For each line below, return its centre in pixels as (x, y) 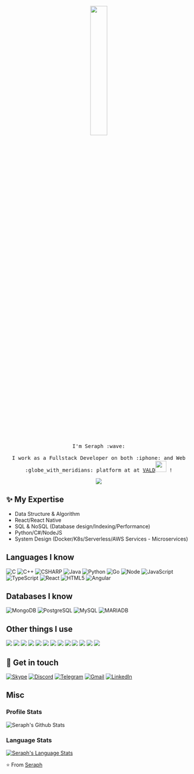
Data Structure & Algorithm (47, 513)
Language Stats (29, 740)
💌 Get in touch (32, 662)
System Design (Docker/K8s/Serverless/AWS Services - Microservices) (101, 539)
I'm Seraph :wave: (99, 446)
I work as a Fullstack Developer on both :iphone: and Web (98, 458)
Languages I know (40, 557)
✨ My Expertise (35, 500)
